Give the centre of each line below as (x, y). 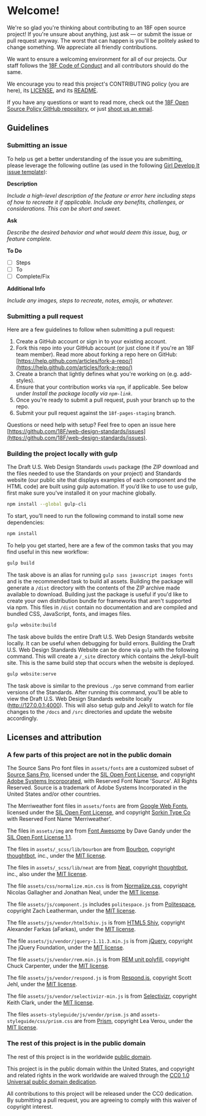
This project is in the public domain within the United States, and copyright (101, 1068)
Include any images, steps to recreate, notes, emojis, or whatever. (90, 300)
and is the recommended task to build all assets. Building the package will (100, 582)
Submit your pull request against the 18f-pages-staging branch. (96, 413)
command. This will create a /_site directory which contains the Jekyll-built (103, 656)
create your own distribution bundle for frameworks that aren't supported (99, 601)
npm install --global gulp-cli (47, 504)
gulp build (21, 563)
